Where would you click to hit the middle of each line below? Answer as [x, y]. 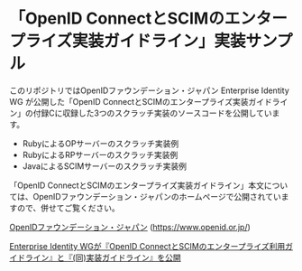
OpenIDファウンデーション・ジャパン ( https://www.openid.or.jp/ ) [130, 227]
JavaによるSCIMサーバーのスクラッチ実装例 [105, 166]
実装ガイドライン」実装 [159, 41]
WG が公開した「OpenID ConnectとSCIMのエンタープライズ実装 [129, 101]
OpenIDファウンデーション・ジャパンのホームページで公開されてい [157, 196]
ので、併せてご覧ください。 [68, 208]
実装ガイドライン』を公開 [134, 257]
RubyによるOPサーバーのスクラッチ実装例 [101, 143]
